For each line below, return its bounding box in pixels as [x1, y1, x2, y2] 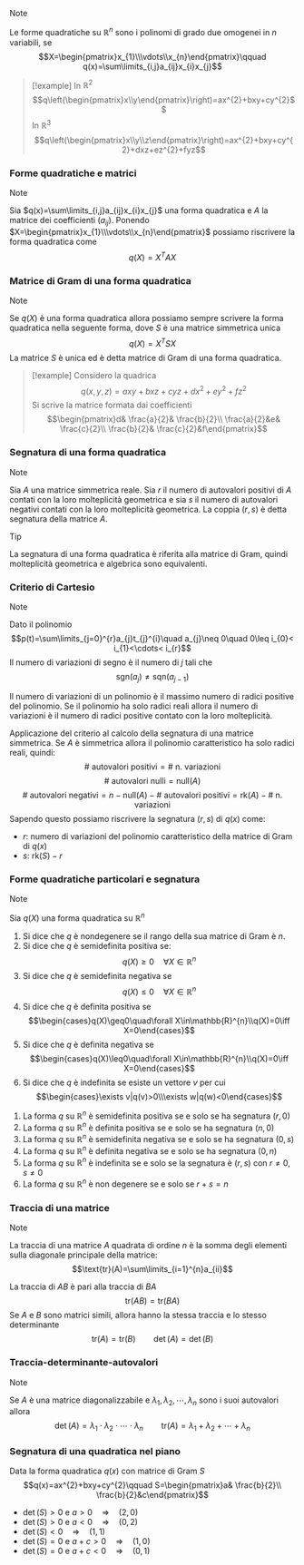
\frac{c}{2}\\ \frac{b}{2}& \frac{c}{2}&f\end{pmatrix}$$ [60, 424, 268, 435]
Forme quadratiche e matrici [9, 167, 137, 180]
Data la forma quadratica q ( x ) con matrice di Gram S [9, 1465, 205, 1477]
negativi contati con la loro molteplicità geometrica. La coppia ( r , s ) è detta [9, 504, 288, 514]
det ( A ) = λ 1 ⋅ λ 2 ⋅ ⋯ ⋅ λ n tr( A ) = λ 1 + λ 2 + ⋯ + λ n [54, 1420, 251, 1433]
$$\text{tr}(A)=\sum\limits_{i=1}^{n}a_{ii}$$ [72, 1264, 233, 1275]
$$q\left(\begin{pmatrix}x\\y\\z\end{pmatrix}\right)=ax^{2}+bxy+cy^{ [34, 134, 294, 145]
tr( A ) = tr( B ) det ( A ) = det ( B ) [91, 1334, 214, 1345]
